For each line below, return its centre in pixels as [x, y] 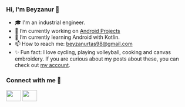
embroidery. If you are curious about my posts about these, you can [97, 59]
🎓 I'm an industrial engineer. [50, 22]
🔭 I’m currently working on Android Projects [67, 31]
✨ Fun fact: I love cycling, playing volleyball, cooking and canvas [93, 52]
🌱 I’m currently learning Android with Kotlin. [67, 37]
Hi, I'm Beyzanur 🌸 [33, 9]
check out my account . [42, 65]
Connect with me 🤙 [34, 81]
